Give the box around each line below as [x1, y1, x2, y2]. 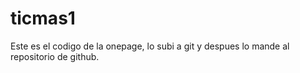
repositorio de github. [10, 50, 100, 62]
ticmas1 [10, 7, 76, 30]
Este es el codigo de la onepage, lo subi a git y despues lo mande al [10, 40, 290, 52]
